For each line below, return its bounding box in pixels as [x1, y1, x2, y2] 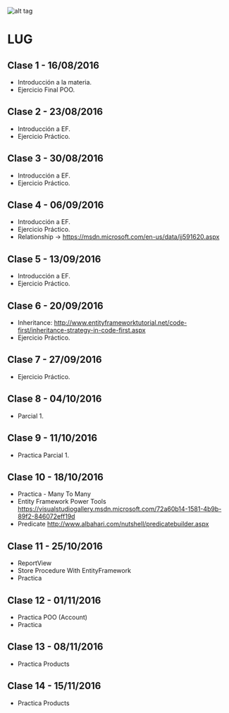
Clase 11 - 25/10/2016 [7, 540, 104, 552]
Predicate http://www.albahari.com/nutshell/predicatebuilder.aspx [17, 520, 209, 528]
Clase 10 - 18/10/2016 [7, 471, 104, 483]
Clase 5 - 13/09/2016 [7, 253, 101, 265]
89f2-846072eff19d [17, 512, 75, 521]
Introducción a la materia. [17, 78, 92, 86]
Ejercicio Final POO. [17, 85, 75, 94]
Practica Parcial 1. [17, 451, 69, 459]
